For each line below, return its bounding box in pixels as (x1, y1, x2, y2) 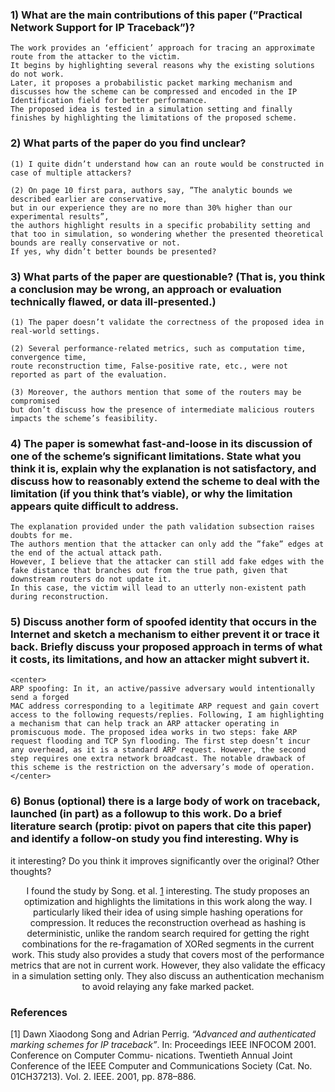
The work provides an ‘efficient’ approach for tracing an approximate (10, 43, 315, 53)
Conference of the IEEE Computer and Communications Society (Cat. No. (10, 1060, 313, 1072)
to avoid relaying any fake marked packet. (81, 980, 255, 992)
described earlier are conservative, (10, 194, 168, 204)
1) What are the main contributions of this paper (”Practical (10, 8, 303, 22)
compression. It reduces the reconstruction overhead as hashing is (29, 916, 307, 928)
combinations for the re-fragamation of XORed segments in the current (21, 938, 315, 950)
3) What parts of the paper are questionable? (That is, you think (10, 269, 326, 283)
